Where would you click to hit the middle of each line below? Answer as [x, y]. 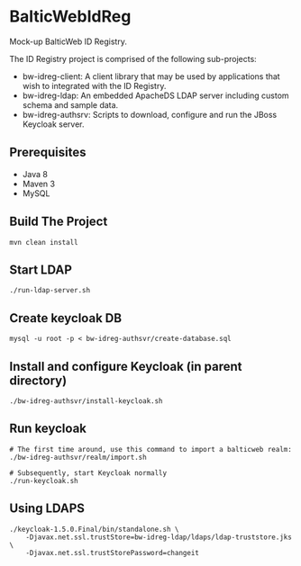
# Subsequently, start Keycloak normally [88, 473]
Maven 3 [39, 184]
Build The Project [59, 222]
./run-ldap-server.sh [50, 291]
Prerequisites [48, 153]
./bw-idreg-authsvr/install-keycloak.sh [87, 401]
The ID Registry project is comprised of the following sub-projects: [133, 58]
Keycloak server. [53, 124]
